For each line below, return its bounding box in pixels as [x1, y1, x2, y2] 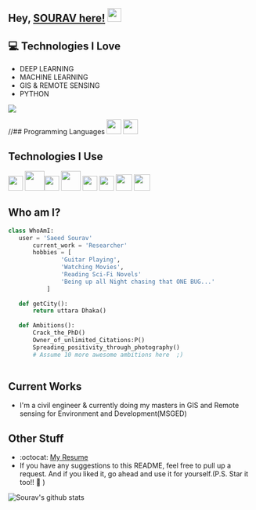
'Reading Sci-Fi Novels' [60, 271, 142, 279]
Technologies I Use [8, 150, 103, 163]
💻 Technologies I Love [8, 39, 121, 53]
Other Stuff [8, 432, 64, 445]
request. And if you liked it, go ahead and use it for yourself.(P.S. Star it [19, 469, 249, 479]
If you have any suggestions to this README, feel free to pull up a [19, 461, 232, 471]
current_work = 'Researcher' [32, 241, 128, 250]
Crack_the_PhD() [32, 329, 86, 337]
